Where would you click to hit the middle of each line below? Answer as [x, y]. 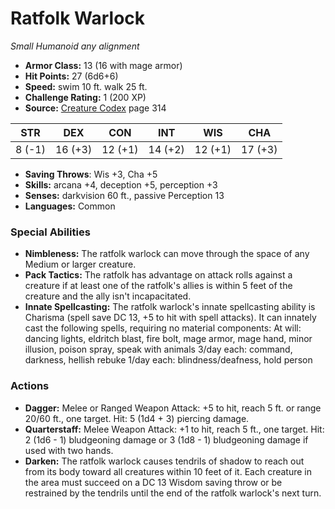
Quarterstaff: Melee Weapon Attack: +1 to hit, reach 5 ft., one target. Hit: [174, 429]
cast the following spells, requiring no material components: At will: [163, 328]
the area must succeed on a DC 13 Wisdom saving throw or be [153, 482]
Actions [30, 386]
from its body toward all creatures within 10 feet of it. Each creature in [168, 471]
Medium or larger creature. [80, 264]
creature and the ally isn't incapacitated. [108, 296]
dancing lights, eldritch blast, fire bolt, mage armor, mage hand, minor [168, 339]
